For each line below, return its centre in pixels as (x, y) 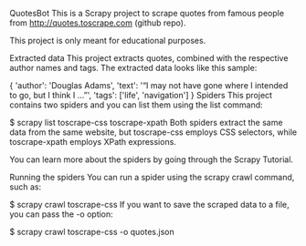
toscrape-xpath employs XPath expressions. (93, 142)
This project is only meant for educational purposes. (108, 41)
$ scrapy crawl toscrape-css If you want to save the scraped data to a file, (149, 205)
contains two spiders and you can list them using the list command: (136, 105)
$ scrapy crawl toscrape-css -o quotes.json (92, 232)
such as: (26, 187)
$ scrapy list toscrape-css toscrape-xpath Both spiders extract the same (146, 123)
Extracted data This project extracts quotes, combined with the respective (149, 58)
